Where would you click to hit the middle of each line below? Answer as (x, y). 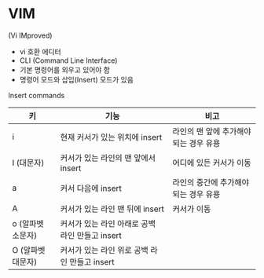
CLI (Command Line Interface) (68, 60)
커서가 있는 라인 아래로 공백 (108, 223)
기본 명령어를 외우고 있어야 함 (64, 69)
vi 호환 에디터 (40, 51)
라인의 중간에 (195, 182)
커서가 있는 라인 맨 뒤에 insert (112, 209)
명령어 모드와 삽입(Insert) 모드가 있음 (76, 79)
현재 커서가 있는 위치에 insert (111, 137)
